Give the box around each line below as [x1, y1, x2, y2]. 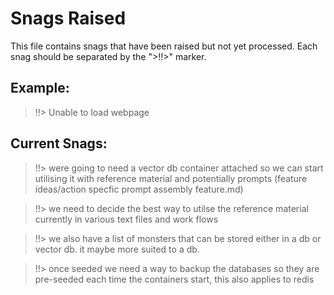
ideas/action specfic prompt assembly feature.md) [34, 183, 244, 195]
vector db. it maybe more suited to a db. [34, 243, 200, 255]
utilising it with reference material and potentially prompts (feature [34, 172, 308, 184]
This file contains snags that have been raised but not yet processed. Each [10, 40, 318, 52]
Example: [10, 80, 70, 97]
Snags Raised [10, 7, 127, 30]
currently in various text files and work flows [34, 213, 219, 225]
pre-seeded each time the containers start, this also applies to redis [34, 273, 315, 285]
